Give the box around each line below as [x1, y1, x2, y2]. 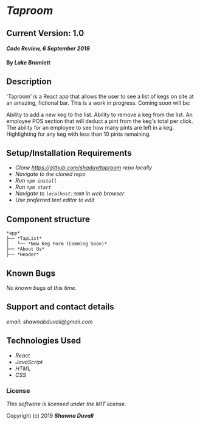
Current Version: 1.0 [6, 28, 84, 38]
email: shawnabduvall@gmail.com [6, 318, 93, 325]
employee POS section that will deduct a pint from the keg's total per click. [6, 117, 193, 125]
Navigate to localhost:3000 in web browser [15, 190, 125, 197]
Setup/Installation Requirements [6, 147, 132, 158]
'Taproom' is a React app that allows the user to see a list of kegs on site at [6, 93, 194, 100]
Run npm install [15, 177, 57, 184]
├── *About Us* [6, 246, 45, 253]
